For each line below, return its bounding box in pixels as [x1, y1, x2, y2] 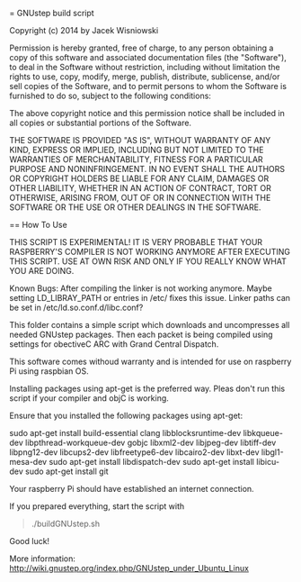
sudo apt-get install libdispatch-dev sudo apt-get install [49, 457, 254, 467]
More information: [9, 553, 76, 564]
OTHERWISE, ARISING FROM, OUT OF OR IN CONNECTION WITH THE [9, 193, 271, 203]
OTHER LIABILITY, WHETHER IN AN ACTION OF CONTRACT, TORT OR [9, 183, 271, 193]
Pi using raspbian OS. [9, 366, 89, 377]
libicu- [255, 457, 280, 467]
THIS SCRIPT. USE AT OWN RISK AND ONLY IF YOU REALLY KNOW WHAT [9, 256, 288, 267]
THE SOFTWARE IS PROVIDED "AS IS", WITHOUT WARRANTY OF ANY [9, 135, 271, 145]
